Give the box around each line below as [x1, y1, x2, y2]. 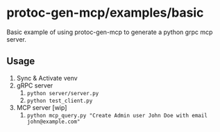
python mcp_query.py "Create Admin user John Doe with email [26, 112, 208, 119]
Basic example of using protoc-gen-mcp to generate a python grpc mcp [6, 28, 213, 36]
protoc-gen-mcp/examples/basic [6, 5, 204, 21]
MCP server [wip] [16, 103, 67, 112]
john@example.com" [26, 118, 81, 125]
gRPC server [16, 81, 53, 90]
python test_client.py [26, 97, 93, 104]
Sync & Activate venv [16, 74, 78, 82]
